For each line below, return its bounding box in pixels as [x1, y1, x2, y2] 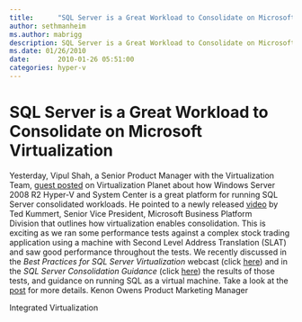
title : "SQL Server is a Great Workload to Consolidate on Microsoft [9, 13, 296, 22]
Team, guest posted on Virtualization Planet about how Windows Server [9, 179, 276, 190]
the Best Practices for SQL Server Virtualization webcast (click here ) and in [9, 255, 288, 266]
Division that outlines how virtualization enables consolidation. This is [9, 218, 267, 228]
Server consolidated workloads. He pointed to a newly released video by [9, 199, 279, 210]
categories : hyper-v [9, 64, 87, 73]
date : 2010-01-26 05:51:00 [9, 55, 135, 64]
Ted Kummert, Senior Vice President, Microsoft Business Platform [9, 208, 253, 219]
